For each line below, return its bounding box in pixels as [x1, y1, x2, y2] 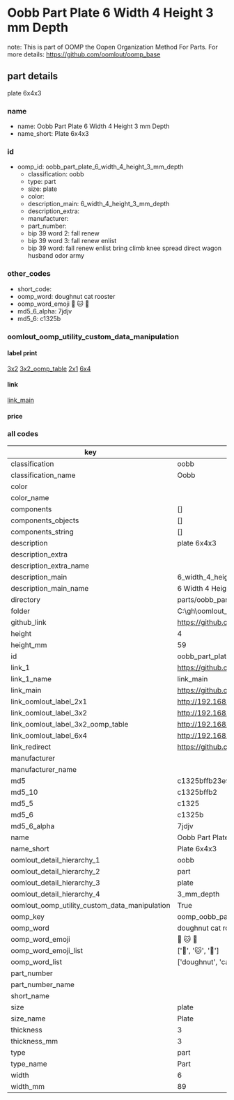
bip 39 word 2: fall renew [27, 229, 100, 238]
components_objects [10, 516, 79, 525]
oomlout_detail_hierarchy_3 [10, 878, 100, 888]
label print [7, 349, 38, 357]
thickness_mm [10, 1036, 58, 1046]
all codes [7, 429, 39, 439]
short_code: [17, 284, 52, 293]
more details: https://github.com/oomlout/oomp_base [7, 50, 161, 59]
